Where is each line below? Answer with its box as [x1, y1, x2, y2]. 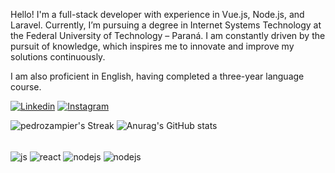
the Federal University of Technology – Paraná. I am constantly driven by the [10, 30, 326, 41]
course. [10, 81, 42, 93]
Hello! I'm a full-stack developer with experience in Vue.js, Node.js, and [10, 9, 305, 20]
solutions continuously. [10, 51, 106, 63]
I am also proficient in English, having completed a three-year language [10, 70, 305, 82]
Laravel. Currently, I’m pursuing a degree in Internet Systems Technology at [10, 19, 322, 31]
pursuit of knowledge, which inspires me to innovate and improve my [10, 40, 295, 52]
